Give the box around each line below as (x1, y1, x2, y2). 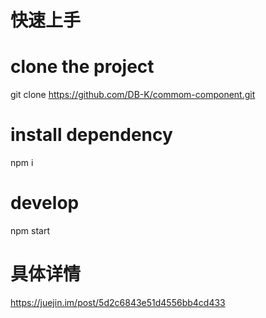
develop (10, 192, 80, 215)
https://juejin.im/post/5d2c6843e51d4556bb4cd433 (10, 296, 226, 308)
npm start (10, 225, 51, 236)
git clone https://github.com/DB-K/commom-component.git (10, 89, 256, 101)
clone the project (10, 56, 155, 78)
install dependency (10, 124, 173, 146)
